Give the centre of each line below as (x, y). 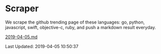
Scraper (22, 9)
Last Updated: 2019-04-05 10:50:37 (42, 46)
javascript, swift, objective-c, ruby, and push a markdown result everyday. (80, 27)
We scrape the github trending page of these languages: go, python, (75, 22)
